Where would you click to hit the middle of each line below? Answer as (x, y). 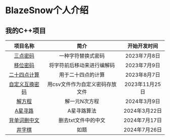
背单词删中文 (24, 120)
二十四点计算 (24, 75)
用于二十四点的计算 (82, 75)
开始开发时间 (143, 46)
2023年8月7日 (143, 75)
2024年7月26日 (143, 130)
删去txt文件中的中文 (82, 120)
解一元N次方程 (82, 101)
